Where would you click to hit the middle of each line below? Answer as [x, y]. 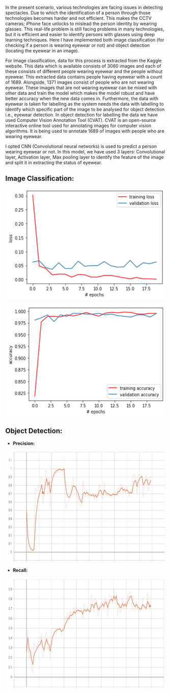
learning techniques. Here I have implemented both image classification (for [85, 40]
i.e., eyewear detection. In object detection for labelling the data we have [81, 115]
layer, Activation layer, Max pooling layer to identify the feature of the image [84, 157]
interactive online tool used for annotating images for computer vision [78, 125]
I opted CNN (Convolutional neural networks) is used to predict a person [81, 146]
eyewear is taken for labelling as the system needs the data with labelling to [84, 104]
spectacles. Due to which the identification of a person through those [78, 13]
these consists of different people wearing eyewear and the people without [84, 71]
